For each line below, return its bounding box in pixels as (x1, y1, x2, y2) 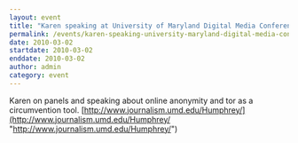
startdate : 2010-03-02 (9, 46, 93, 55)
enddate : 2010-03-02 (9, 54, 86, 63)
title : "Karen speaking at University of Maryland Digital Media (9, 21, 255, 30)
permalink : (9, 29, 50, 38)
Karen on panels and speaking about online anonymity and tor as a (9, 95, 254, 106)
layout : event (9, 12, 62, 22)
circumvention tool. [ (9, 104, 85, 115)
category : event (9, 71, 69, 80)
